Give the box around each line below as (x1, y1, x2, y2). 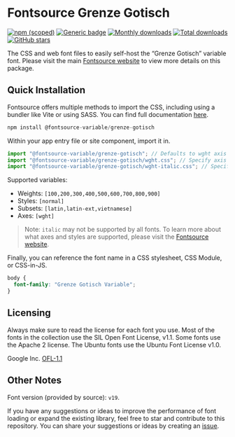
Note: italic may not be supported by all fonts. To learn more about (24, 226, 222, 234)
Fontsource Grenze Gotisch (7, 5, 170, 21)
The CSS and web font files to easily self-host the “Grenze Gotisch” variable (7, 49, 227, 57)
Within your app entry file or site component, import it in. (7, 137, 171, 145)
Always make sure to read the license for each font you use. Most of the (7, 326, 215, 334)
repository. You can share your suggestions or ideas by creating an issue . (7, 422, 220, 430)
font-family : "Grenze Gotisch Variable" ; (13, 282, 136, 289)
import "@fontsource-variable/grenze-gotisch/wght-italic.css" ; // (7, 163, 208, 170)
